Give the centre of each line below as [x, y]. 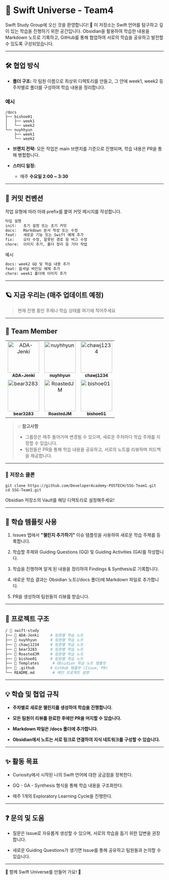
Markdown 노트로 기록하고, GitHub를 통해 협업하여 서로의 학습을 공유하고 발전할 [84, 37]
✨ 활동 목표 [22, 762]
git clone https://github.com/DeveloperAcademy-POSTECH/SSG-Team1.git [81, 486]
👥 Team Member [31, 331]
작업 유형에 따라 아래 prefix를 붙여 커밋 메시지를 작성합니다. [63, 211]
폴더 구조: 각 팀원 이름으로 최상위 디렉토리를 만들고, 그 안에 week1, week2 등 [88, 81]
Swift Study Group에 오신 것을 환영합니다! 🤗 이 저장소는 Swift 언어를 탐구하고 [82, 25]
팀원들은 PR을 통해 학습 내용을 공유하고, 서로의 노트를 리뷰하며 [86, 450]
